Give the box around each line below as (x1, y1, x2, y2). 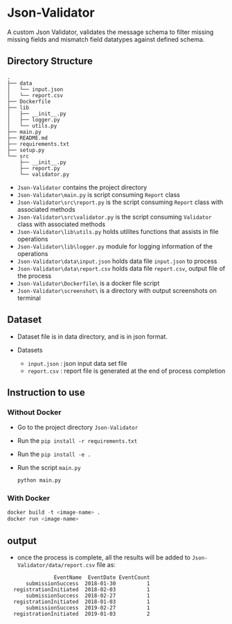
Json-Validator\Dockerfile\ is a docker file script (17, 279, 160, 287)
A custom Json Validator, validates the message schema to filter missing (7, 28, 214, 36)
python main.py (17, 477, 62, 484)
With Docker (7, 494, 51, 503)
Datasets (17, 346, 43, 354)
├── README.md (7, 134, 48, 142)
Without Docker (7, 407, 62, 417)
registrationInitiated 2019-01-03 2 (13, 610, 150, 617)
